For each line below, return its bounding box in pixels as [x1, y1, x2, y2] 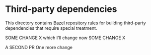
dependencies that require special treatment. [5, 25, 97, 31]
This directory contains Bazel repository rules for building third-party [5, 20, 146, 26]
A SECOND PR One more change [5, 44, 73, 50]
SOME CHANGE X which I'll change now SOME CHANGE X [5, 35, 126, 41]
